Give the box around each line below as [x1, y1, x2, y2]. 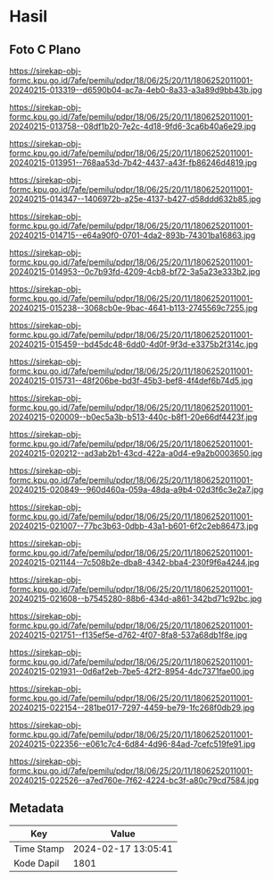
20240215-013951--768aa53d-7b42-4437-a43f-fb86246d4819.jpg [9, 157, 257, 167]
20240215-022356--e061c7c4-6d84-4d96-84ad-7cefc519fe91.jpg [9, 739, 256, 749]
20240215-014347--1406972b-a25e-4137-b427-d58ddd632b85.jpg [9, 194, 261, 204]
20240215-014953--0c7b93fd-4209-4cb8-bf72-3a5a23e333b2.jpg [9, 267, 261, 276]
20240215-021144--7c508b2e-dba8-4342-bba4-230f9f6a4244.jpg [9, 557, 260, 567]
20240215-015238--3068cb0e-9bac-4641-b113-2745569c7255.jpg [9, 302, 259, 313]
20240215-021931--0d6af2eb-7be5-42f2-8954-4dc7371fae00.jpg [9, 666, 254, 676]
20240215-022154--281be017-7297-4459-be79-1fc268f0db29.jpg [9, 702, 255, 713]
